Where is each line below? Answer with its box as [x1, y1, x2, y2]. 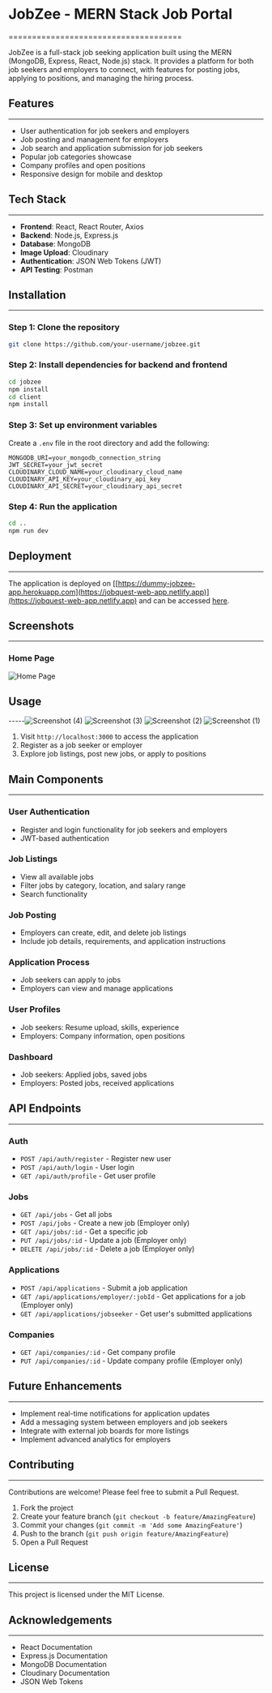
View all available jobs [19, 872, 95, 881]
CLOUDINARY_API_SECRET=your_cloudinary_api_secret [8, 482, 183, 491]
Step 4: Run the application [8, 500, 117, 512]
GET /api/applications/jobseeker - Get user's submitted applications [19, 1309, 253, 1318]
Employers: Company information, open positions [19, 1031, 185, 1040]
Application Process [8, 957, 91, 968]
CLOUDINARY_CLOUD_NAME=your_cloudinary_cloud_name [8, 468, 183, 476]
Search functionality [19, 889, 87, 898]
